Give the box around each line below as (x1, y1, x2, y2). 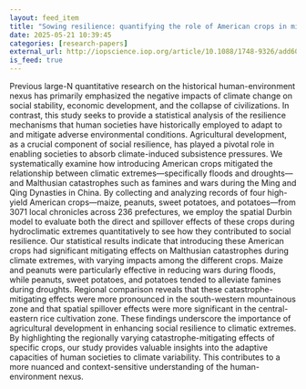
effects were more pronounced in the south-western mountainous (48, 293, 296, 304)
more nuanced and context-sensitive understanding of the (9, 362, 229, 372)
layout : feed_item (9, 13, 79, 23)
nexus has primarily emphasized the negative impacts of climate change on (9, 90, 293, 101)
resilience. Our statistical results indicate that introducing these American (9, 236, 285, 246)
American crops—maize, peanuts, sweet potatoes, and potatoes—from (29, 197, 296, 208)
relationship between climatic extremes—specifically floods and (9, 168, 250, 179)
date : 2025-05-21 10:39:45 (9, 30, 112, 39)
